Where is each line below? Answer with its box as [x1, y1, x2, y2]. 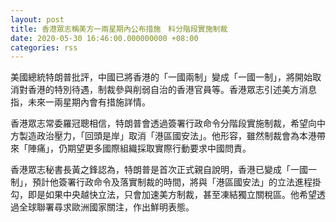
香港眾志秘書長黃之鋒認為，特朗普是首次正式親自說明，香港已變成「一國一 [10, 164, 317, 176]
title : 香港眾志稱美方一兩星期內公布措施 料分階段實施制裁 [10, 24, 228, 34]
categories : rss [10, 42, 78, 53]
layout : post [10, 14, 65, 25]
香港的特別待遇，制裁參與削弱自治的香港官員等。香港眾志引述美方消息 [27, 84, 317, 96]
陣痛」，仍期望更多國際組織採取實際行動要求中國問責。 [27, 142, 252, 155]
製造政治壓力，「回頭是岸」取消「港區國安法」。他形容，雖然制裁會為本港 [18, 130, 317, 142]
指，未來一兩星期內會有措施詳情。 [10, 96, 151, 108]
